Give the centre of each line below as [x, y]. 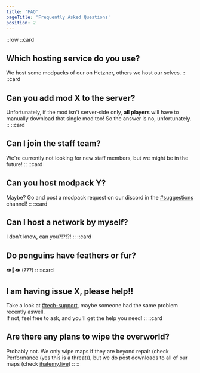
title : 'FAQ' [22, 12]
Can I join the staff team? [54, 144]
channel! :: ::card [27, 204]
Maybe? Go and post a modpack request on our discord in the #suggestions [100, 197]
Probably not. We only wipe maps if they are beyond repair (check [87, 351]
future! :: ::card [24, 164]
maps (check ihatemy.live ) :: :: [43, 363]
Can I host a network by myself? [67, 223]
